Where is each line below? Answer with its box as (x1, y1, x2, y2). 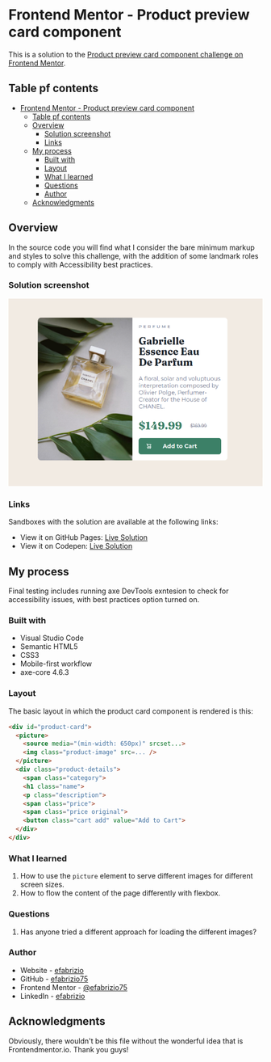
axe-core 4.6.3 (19, 668, 69, 677)
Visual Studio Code (19, 633, 85, 643)
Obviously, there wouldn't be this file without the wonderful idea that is (8, 1036, 244, 1046)
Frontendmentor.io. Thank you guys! (8, 1044, 129, 1054)
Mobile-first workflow (19, 659, 93, 668)
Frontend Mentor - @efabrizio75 (19, 982, 127, 992)
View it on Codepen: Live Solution (19, 542, 133, 551)
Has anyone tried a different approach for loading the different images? (19, 927, 256, 937)
